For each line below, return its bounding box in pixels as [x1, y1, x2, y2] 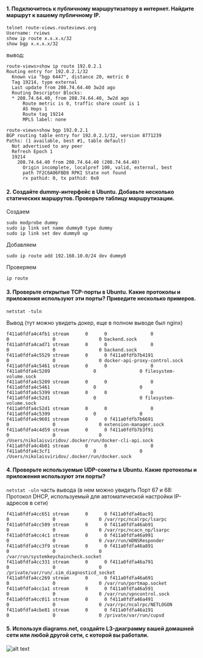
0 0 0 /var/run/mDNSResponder [6, 537, 165, 543]
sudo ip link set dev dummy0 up [6, 230, 88, 237]
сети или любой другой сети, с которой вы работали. [6, 631, 149, 639]
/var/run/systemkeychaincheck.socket [6, 553, 102, 560]
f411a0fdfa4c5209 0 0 [6, 368, 143, 374]
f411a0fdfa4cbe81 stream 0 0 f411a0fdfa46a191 [6, 607, 154, 613]
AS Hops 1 [22, 106, 47, 112]
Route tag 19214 [22, 111, 64, 118]
